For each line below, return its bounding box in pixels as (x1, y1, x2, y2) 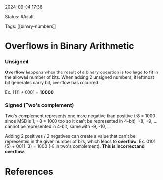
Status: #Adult (5, 14, 34, 19)
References (5, 166, 53, 177)
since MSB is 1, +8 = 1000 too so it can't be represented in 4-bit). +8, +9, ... (5, 118, 158, 124)
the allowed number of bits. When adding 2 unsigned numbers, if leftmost (5, 74, 154, 80)
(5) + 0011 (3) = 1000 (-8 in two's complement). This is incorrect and (5, 143, 145, 149)
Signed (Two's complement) (5, 102, 74, 108)
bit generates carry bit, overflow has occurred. (5, 80, 100, 86)
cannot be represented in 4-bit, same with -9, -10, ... (5, 123, 111, 129)
